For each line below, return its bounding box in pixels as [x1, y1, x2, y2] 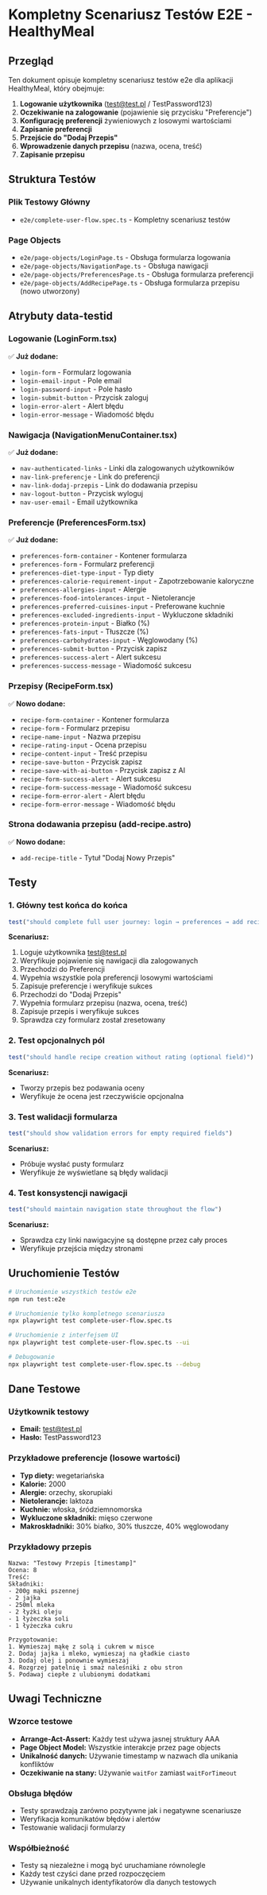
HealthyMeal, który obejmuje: [8, 83, 105, 93]
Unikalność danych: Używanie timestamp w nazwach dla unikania [19, 1751, 238, 1761]
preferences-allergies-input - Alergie [19, 584, 147, 594]
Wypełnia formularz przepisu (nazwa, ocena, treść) [19, 998, 188, 1008]
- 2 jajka [8, 1594, 41, 1602]
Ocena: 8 [8, 1567, 37, 1575]
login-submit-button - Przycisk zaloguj [19, 392, 149, 402]
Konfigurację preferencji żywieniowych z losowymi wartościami [19, 116, 232, 125]
